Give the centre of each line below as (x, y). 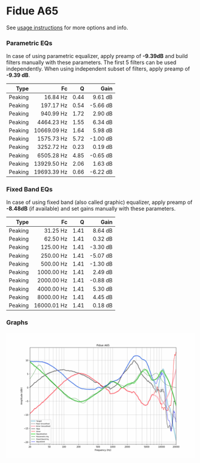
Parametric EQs (29, 43)
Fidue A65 (32, 11)
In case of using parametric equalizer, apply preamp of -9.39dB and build (97, 56)
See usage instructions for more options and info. (67, 28)
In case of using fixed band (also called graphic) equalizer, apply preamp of (99, 202)
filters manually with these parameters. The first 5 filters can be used (91, 63)
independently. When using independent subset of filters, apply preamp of (98, 69)
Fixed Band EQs (29, 189)
